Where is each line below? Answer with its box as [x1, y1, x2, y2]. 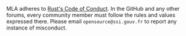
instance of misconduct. [6, 24, 67, 31]
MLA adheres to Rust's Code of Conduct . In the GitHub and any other [6, 5, 180, 12]
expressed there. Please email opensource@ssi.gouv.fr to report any [6, 18, 177, 25]
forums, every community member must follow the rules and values [6, 11, 176, 19]
